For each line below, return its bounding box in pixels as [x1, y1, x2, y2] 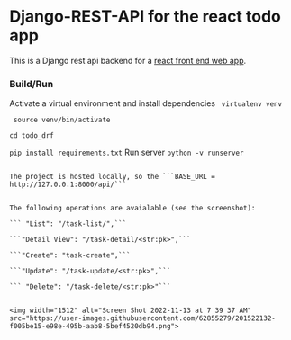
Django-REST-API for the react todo [9, 6, 281, 27]
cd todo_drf [9, 131, 54, 140]
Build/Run [9, 77, 54, 90]
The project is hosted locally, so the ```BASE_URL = [9, 173, 216, 182]
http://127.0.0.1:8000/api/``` [9, 180, 127, 190]
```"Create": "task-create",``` [9, 251, 131, 260]
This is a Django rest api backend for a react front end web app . [9, 55, 247, 66]
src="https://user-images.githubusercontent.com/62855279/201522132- [9, 314, 277, 323]
